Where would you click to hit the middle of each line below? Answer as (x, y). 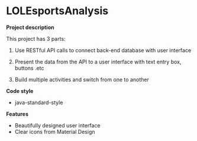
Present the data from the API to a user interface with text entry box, (98, 62)
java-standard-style (39, 102)
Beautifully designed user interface (57, 125)
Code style (20, 91)
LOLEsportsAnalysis (57, 11)
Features (17, 114)
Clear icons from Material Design (55, 132)
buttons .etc (29, 68)
